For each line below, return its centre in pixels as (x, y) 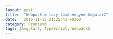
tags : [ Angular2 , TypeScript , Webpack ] (48, 29)
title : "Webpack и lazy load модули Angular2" (57, 15)
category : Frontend (26, 24)
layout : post (19, 10)
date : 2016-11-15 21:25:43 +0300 (43, 19)
